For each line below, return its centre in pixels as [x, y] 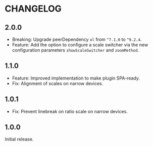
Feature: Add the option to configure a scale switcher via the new [80, 45]
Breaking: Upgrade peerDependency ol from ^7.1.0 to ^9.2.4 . [77, 39]
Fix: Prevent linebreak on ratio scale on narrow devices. [70, 111]
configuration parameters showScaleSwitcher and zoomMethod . [75, 50]
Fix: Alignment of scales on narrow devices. [58, 83]
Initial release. [19, 139]
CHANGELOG [33, 9]
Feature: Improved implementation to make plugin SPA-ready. [76, 78]
